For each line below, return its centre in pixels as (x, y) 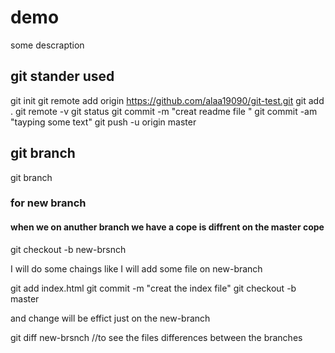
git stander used (62, 76)
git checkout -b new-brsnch (68, 249)
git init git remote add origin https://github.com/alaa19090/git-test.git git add (167, 100)
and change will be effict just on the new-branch (110, 318)
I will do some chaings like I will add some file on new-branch (136, 268)
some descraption (47, 45)
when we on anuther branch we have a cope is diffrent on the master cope (167, 227)
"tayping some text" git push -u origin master (103, 122)
